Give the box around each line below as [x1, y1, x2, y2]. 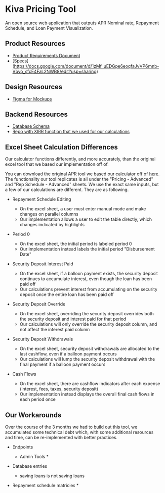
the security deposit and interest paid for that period [19, 316, 126, 322]
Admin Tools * [19, 454, 49, 459]
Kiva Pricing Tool [5, 3, 76, 15]
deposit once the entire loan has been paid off [19, 292, 114, 297]
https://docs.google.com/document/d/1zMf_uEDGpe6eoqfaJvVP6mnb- [14, 63, 159, 69]
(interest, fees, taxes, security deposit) [19, 386, 99, 392]
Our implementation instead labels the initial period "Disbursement [19, 246, 155, 252]
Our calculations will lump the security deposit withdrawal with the [19, 356, 155, 362]
